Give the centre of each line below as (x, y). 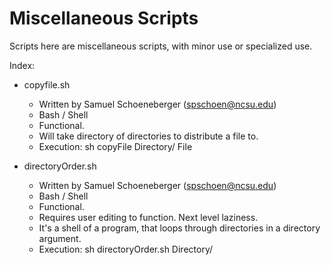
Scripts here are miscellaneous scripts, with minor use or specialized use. (161, 46)
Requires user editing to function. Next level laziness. (148, 217)
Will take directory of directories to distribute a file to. (148, 136)
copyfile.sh (47, 84)
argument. (60, 238)
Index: (22, 65)
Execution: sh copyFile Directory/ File (115, 146)
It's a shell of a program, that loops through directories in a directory (179, 228)
